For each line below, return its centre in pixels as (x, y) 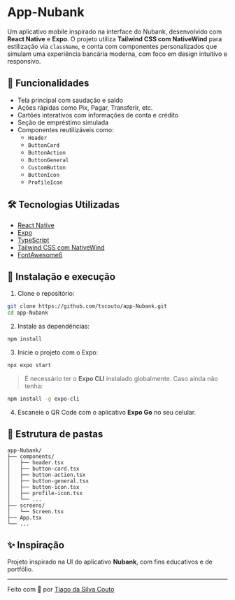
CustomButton (47, 167)
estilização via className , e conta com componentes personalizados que (112, 46)
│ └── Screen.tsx (36, 511)
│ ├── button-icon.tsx (43, 487)
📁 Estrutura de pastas (55, 434)
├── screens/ (26, 505)
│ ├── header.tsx (36, 462)
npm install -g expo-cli (43, 399)
